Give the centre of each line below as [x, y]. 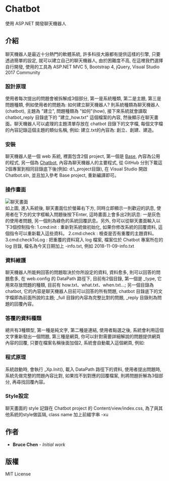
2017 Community [23, 72]
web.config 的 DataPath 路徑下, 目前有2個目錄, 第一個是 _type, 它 [94, 278]
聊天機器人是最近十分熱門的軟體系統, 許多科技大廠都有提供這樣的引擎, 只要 [83, 54]
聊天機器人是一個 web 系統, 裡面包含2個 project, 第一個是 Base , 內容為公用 [83, 156]
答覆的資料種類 [23, 318]
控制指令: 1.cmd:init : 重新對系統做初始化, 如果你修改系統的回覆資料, [87, 227]
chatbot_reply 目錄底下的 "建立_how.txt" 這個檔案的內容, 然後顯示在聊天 [80, 117]
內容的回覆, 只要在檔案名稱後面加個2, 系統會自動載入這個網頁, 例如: [75, 343]
